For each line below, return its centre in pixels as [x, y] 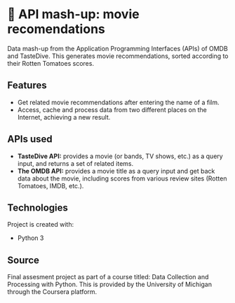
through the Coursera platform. [52, 292]
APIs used [30, 139]
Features [27, 86]
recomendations [56, 29]
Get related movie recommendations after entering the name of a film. [118, 102]
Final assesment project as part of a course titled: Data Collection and [108, 277]
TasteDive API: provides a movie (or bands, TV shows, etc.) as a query [120, 156]
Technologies [38, 207]
